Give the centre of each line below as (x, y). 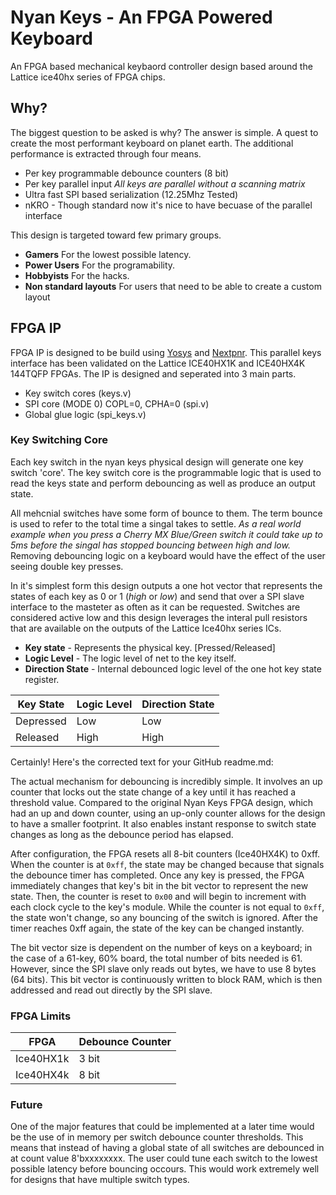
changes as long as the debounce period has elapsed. (122, 834)
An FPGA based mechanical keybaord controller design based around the (161, 66)
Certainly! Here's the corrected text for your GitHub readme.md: (142, 762)
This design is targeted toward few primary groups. (116, 235)
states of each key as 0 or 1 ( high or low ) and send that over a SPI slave (157, 596)
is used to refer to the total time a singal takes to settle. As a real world (156, 523)
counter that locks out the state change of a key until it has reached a (153, 792)
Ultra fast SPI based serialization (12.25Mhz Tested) (131, 194)
